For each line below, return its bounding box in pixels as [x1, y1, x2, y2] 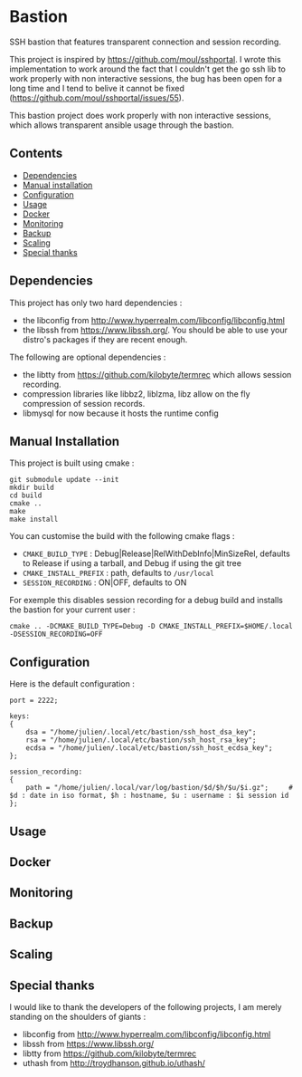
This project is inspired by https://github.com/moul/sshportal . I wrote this [9, 53, 282, 64]
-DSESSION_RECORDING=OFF [9, 630, 103, 639]
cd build [9, 491, 42, 500]
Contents [9, 146, 63, 161]
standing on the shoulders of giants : [9, 1011, 146, 1022]
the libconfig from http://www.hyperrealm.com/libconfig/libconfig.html [22, 314, 285, 325]
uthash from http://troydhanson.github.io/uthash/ [22, 1057, 206, 1068]
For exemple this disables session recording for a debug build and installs [9, 595, 283, 606]
